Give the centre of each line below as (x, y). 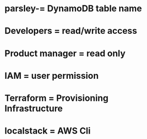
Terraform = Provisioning (56, 98)
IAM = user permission (52, 76)
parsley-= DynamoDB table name (73, 9)
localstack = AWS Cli (48, 131)
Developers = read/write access (71, 31)
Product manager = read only (65, 53)
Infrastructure (34, 108)
